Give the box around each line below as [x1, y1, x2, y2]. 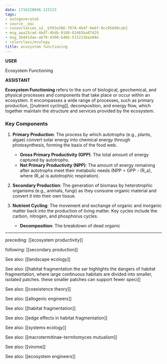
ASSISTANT [5, 77, 31, 83]
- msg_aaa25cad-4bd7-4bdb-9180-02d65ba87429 [5, 30, 99, 35]
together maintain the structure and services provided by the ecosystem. [5, 108, 155, 114]
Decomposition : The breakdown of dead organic [19, 222, 121, 228]
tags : [5, 12, 16, 17]
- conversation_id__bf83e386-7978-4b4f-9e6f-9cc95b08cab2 [5, 26, 128, 31]
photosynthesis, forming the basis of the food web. [12, 142, 117, 148]
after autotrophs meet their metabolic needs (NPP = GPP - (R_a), [19, 167, 152, 173]
